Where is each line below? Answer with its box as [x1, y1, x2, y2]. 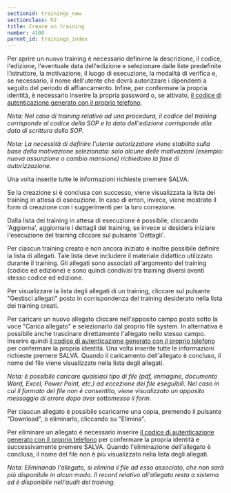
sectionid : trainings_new [7, 10, 81, 17]
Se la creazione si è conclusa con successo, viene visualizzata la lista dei [7, 189, 216, 197]
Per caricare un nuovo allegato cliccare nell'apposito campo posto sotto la [7, 315, 219, 324]
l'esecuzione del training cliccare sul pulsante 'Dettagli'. [7, 231, 165, 240]
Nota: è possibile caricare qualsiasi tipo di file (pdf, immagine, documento [7, 373, 218, 381]
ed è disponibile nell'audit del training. [7, 478, 116, 486]
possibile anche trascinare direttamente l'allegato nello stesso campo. [7, 330, 205, 338]
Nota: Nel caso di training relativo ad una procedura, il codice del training [7, 112, 217, 120]
